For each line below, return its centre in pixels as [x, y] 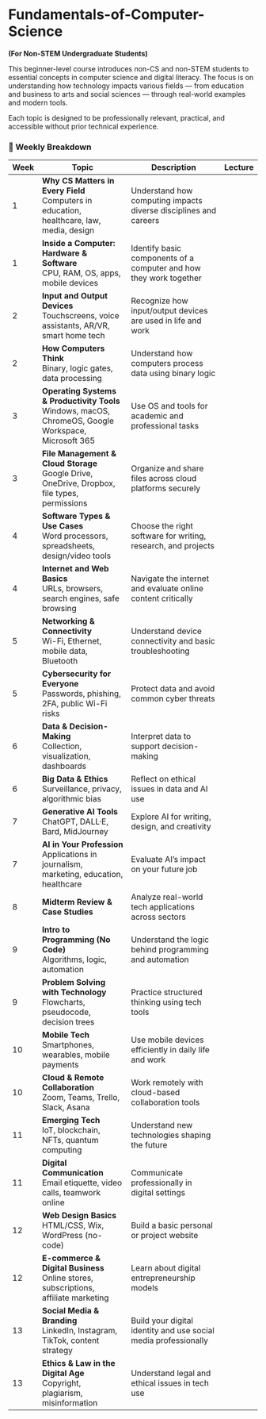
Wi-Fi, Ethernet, [72, 641]
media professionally [169, 1340]
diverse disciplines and [173, 210]
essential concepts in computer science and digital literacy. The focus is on [131, 77]
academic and [157, 416]
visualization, [66, 756]
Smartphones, [68, 1045]
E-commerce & [72, 1258]
